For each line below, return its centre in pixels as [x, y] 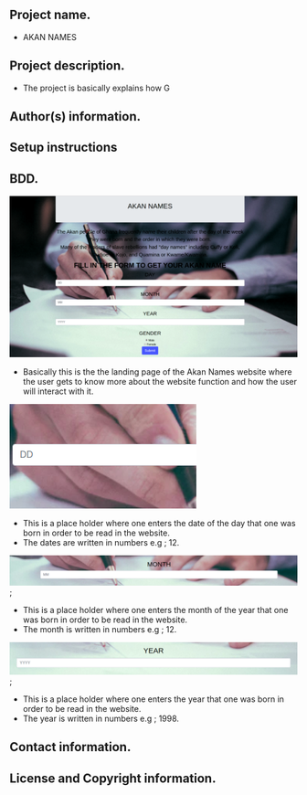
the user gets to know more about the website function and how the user [160, 382]
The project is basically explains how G [96, 88]
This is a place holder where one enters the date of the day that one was [159, 524]
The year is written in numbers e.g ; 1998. [101, 718]
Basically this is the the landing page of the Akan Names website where [157, 372]
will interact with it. [58, 391]
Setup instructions [64, 148]
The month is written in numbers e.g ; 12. [100, 630]
